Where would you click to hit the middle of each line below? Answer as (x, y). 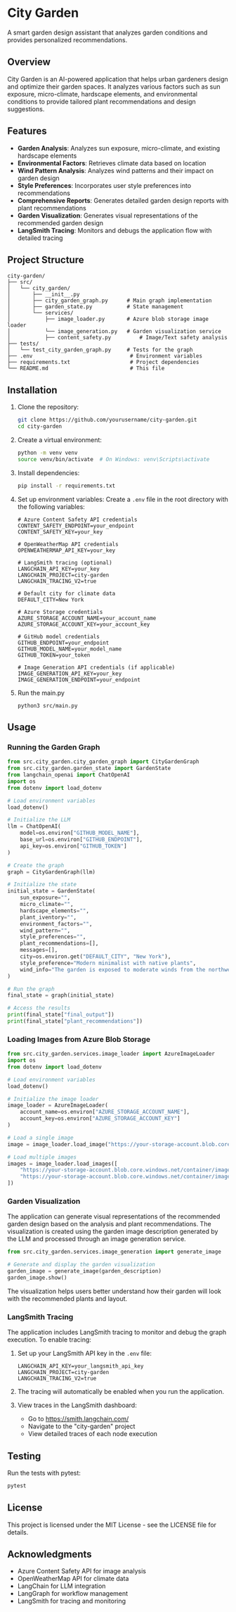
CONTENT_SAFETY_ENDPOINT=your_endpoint (76, 526)
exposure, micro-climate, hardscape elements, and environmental (103, 94)
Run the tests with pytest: (44, 1473)
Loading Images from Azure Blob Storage (79, 1039)
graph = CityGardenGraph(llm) (52, 872)
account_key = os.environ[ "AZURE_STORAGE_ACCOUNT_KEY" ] (100, 1119)
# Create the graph (36, 865)
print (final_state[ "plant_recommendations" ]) (75, 1021)
